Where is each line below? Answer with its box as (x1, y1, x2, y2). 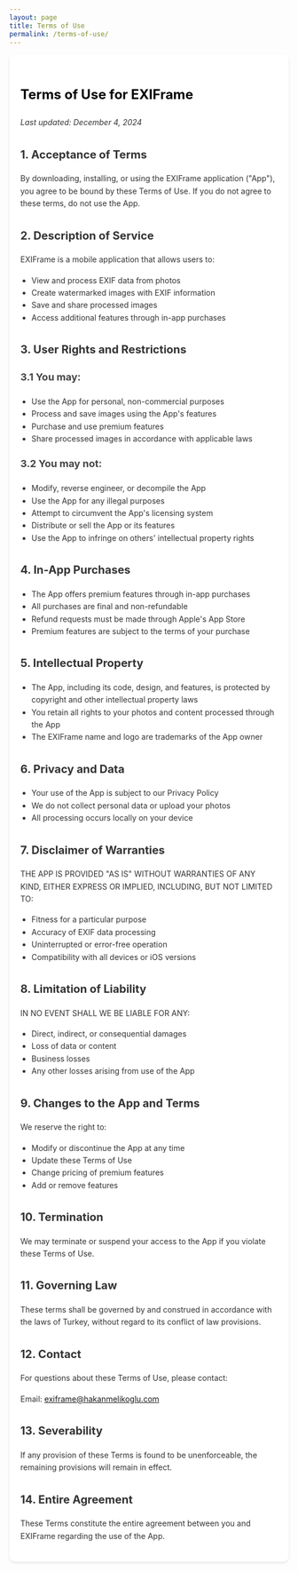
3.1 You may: (20, 370, 82, 384)
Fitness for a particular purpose (31, 914, 147, 925)
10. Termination (20, 1210, 104, 1225)
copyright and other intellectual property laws (31, 695, 199, 705)
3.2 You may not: (20, 457, 103, 471)
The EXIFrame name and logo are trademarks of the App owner (31, 732, 263, 742)
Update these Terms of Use (31, 1155, 133, 1165)
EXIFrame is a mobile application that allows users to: (20, 254, 216, 265)
